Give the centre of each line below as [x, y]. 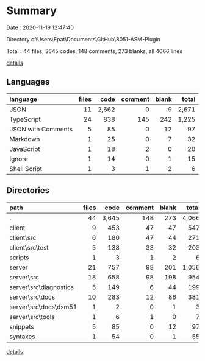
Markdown [25, 139]
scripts [19, 258]
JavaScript [25, 149]
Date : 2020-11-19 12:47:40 [40, 27]
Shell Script [26, 169]
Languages [28, 82]
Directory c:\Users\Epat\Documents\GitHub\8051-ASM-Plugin [83, 39]
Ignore [19, 159]
